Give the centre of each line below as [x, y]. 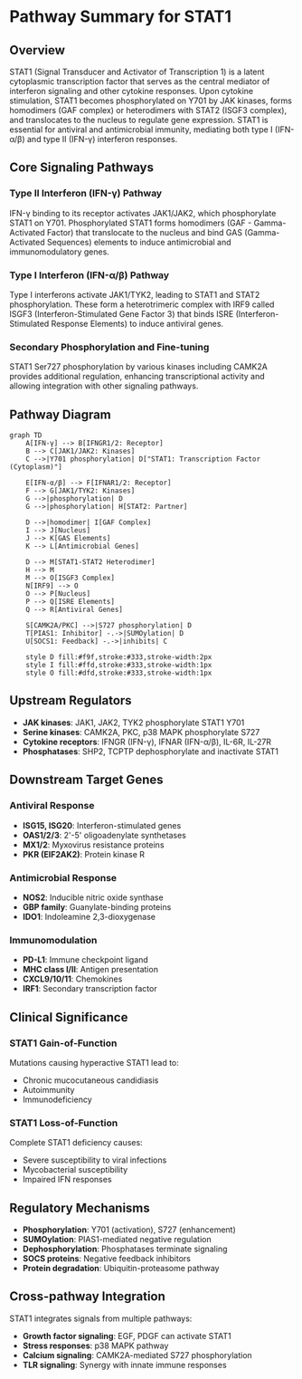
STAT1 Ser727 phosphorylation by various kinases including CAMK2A [139, 367]
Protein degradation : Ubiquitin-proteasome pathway [121, 1268]
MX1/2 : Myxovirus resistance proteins [93, 845]
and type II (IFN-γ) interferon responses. [102, 139]
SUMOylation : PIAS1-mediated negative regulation [117, 1239]
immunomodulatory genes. [60, 252]
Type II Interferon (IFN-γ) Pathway [86, 194]
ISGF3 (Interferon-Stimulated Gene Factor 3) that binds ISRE [122, 313]
